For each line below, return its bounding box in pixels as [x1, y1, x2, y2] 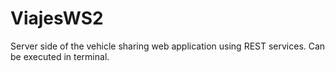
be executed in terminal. [10, 50, 110, 62]
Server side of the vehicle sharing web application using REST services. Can [10, 40, 326, 52]
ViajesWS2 [10, 7, 104, 30]
